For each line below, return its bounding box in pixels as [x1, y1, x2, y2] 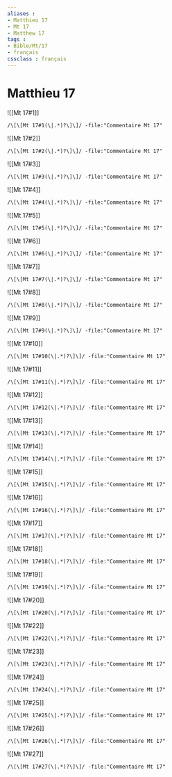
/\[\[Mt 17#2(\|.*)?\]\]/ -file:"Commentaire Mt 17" [7, 147, 163, 154]
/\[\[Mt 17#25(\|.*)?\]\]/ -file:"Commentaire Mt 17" [7, 712, 166, 719]
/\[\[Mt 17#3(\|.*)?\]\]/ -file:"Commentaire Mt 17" [7, 173, 163, 180]
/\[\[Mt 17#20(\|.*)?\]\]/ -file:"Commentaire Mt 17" [7, 609, 166, 616]
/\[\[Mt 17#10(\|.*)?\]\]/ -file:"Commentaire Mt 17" [7, 353, 166, 360]
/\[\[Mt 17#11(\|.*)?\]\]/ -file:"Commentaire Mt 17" [7, 378, 166, 385]
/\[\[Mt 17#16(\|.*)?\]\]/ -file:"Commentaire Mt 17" [7, 506, 166, 513]
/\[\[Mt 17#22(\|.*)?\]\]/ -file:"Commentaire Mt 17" [7, 634, 166, 642]
